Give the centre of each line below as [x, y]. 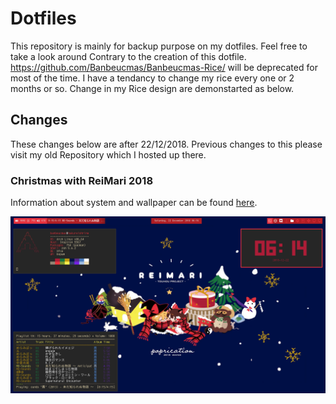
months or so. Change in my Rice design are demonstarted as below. [152, 88]
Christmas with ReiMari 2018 [82, 180]
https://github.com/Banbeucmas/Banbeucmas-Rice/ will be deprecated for [164, 67]
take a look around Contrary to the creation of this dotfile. [128, 56]
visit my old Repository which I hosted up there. [108, 154]
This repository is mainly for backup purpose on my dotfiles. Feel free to [159, 46]
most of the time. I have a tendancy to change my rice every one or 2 [152, 78]
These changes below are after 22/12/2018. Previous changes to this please [166, 144]
